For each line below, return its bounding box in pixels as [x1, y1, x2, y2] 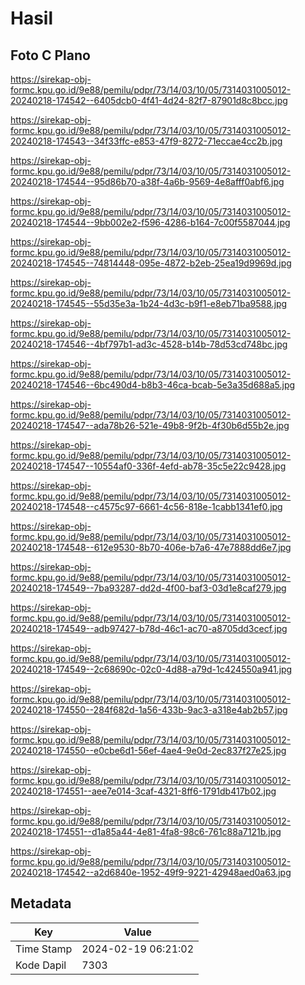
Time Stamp [15, 942, 73, 956]
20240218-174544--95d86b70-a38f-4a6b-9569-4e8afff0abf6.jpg [10, 176, 285, 187]
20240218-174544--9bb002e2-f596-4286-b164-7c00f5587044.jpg [10, 217, 291, 228]
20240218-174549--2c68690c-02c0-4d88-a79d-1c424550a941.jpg [10, 663, 293, 675]
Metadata [10, 895, 72, 912]
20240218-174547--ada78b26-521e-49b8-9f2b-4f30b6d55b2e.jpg [10, 420, 290, 431]
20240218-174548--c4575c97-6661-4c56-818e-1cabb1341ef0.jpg [10, 501, 283, 512]
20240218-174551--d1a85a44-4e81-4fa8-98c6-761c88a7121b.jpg [10, 826, 282, 837]
